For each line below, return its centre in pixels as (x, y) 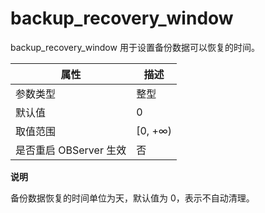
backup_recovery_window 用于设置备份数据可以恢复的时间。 (135, 47)
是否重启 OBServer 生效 (71, 150)
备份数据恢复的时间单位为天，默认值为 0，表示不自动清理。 (132, 198)
